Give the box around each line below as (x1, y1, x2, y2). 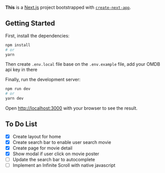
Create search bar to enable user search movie (12, 139, 112, 145)
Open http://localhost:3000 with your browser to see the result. (5, 105, 138, 111)
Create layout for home (12, 133, 61, 139)
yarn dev (5, 96, 24, 101)
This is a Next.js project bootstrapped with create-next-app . (5, 5, 131, 10)
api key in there (5, 66, 38, 73)
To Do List (5, 120, 38, 129)
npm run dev (5, 86, 30, 91)
